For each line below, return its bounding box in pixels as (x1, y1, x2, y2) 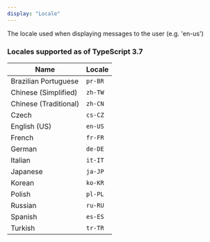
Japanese (10, 166, 43, 176)
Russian (10, 200, 37, 210)
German (10, 144, 37, 154)
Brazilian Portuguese (10, 76, 79, 86)
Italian (10, 155, 31, 165)
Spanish (10, 211, 38, 221)
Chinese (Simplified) (10, 88, 78, 97)
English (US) (10, 121, 52, 131)
